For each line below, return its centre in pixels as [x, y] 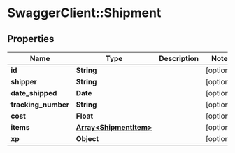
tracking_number [40, 105]
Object [87, 139]
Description [179, 59]
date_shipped [34, 93]
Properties [31, 39]
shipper [24, 82]
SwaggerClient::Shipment [84, 13]
